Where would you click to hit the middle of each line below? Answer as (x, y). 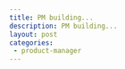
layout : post (33, 34)
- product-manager (47, 51)
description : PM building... (63, 26)
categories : (31, 43)
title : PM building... (51, 17)
